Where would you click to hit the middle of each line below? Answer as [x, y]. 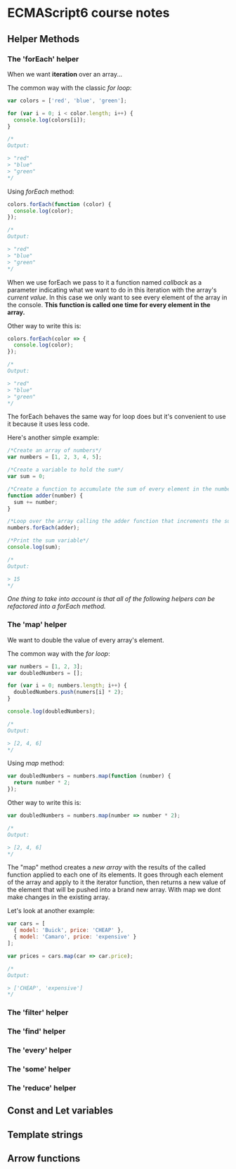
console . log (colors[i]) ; [50, 120]
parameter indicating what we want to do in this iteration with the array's [112, 290]
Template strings [45, 1134]
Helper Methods [43, 39]
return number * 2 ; [42, 783]
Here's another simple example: [53, 438]
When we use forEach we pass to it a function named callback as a [105, 282]
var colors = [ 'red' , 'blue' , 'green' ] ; [67, 101]
